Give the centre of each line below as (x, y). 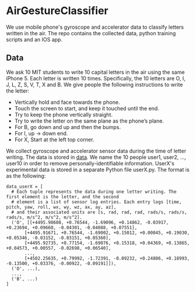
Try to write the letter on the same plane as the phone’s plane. (89, 121)
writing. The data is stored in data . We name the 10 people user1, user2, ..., (96, 157)
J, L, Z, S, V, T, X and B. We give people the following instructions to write (95, 84)
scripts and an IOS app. (34, 39)
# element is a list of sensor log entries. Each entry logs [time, (97, 202)
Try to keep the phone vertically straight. (64, 114)
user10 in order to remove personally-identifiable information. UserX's (90, 163)
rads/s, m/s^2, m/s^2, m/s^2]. (44, 217)
